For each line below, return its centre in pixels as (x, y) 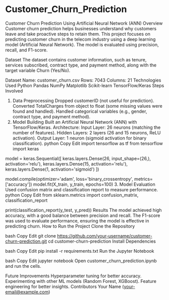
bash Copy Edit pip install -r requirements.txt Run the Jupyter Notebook (80, 251)
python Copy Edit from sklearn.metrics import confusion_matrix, (72, 195)
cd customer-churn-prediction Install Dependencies (102, 241)
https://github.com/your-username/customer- (105, 236)
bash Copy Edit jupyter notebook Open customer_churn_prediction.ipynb (81, 261)
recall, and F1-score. (26, 50)
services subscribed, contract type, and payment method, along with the (81, 65)
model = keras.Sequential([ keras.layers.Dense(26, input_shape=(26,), (78, 158)
